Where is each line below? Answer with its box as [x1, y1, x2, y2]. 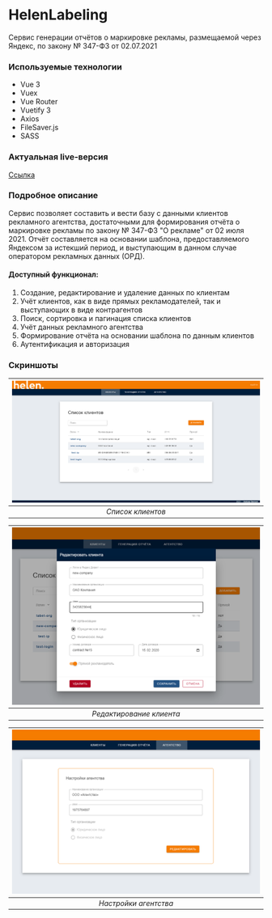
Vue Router [19, 97, 58, 107]
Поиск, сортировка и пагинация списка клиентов [19, 314, 192, 324]
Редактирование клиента [91, 709, 181, 718]
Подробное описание [8, 190, 99, 201]
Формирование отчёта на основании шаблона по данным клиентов [19, 331, 255, 341]
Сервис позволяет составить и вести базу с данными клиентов [8, 208, 228, 218]
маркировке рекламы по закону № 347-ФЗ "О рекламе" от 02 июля [8, 225, 244, 235]
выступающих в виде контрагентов [19, 305, 143, 315]
